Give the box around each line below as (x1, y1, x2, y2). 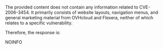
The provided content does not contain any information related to (5, 4, 139, 10)
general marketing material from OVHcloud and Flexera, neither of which (5, 15, 154, 20)
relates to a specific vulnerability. (5, 20, 73, 26)
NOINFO (5, 39, 22, 45)
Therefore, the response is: (5, 30, 61, 35)
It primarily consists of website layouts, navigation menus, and (31, 9, 159, 15)
